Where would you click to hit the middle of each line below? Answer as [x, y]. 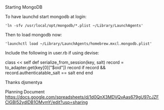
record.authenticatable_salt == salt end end [49, 73]
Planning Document [25, 92]
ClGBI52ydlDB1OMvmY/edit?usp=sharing [47, 102]
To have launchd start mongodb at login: [46, 16]
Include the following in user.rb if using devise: [52, 53]
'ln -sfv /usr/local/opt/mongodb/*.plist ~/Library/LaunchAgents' [74, 26]
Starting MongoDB [24, 7]
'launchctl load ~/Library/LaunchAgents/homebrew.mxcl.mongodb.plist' [79, 44]
